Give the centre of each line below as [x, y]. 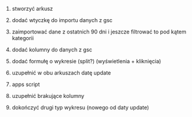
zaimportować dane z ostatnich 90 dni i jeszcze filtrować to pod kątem [99, 32]
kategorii [23, 38]
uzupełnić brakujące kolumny [48, 96]
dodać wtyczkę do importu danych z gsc [62, 20]
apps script [26, 84]
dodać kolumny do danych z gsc [52, 50]
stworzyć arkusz [32, 9]
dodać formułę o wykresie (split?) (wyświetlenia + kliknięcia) [86, 61]
